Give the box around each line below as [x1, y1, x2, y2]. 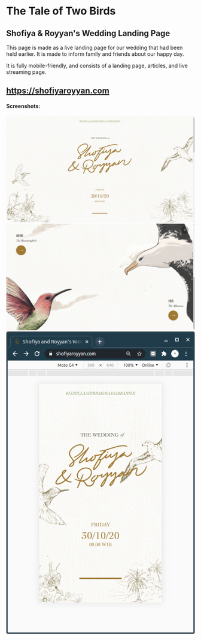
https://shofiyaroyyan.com [6, 86, 109, 96]
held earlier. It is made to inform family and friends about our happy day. [6, 50, 184, 58]
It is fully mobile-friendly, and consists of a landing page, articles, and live [6, 62, 188, 69]
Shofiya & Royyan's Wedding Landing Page [6, 28, 170, 38]
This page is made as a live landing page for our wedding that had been [6, 44, 183, 51]
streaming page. [6, 68, 47, 76]
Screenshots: [6, 102, 41, 109]
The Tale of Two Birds [6, 4, 116, 18]
